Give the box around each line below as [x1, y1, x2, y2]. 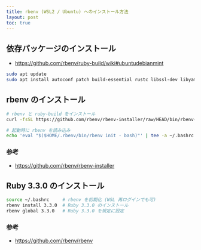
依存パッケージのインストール [6, 43, 117, 54]
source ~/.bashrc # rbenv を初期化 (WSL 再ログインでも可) [6, 197, 157, 203]
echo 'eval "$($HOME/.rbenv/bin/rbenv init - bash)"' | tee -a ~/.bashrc [6, 132, 194, 139]
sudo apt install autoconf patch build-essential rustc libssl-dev [6, 77, 178, 83]
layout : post [6, 14, 39, 20]
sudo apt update [6, 71, 47, 78]
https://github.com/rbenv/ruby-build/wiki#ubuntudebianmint [14, 60, 164, 67]
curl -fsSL [6, 116, 33, 122]
